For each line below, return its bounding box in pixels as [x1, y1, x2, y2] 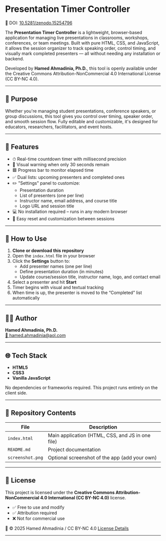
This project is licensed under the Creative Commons [5, 489, 115, 495]
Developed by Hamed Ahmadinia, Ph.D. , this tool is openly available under [5, 65, 158, 71]
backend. [5, 55, 24, 61]
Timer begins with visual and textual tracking [12, 285, 104, 291]
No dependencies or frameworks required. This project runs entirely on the [5, 385, 158, 391]
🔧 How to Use [5, 234, 47, 243]
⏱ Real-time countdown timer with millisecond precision [12, 156, 126, 162]
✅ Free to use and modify [12, 504, 65, 510]
